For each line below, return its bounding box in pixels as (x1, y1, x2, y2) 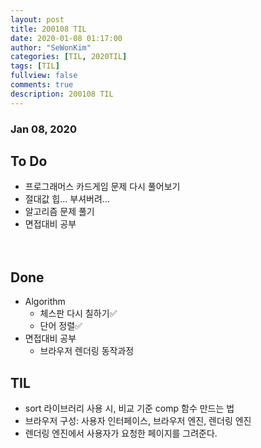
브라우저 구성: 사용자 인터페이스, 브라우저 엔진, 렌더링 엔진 (24, 414, 252, 426)
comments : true (10, 80, 74, 90)
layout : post (10, 14, 65, 25)
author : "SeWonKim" (10, 42, 92, 53)
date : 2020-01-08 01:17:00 (10, 33, 123, 43)
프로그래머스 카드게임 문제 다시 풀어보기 (24, 181, 181, 193)
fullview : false (10, 71, 78, 81)
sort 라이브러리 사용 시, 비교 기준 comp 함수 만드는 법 (24, 402, 235, 414)
